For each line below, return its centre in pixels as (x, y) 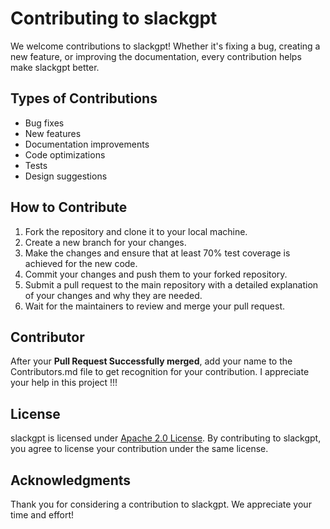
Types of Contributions (84, 98)
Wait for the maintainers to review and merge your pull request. (155, 306)
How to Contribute (69, 207)
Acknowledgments (71, 480)
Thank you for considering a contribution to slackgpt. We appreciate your (161, 504)
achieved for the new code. (81, 263)
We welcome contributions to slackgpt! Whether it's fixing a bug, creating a (165, 46)
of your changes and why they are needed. (113, 295)
